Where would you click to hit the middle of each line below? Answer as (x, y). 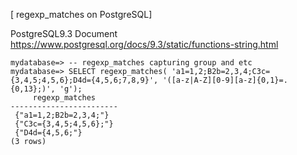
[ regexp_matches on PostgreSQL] (81, 14)
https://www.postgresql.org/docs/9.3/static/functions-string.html (144, 44)
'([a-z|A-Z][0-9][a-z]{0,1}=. (225, 80)
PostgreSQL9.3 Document (64, 33)
